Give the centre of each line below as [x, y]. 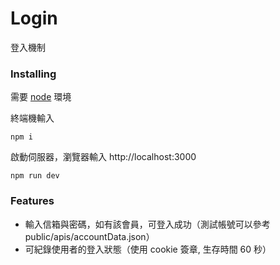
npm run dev [35, 176]
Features [32, 201]
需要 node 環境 [41, 97]
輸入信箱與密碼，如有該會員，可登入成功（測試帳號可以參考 [147, 224]
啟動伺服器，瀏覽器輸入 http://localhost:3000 [103, 157]
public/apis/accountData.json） [89, 236]
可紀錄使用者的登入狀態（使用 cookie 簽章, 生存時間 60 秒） [148, 249]
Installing [33, 74]
